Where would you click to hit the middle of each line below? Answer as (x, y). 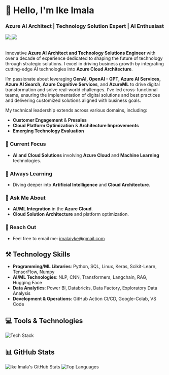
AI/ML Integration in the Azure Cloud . (53, 209)
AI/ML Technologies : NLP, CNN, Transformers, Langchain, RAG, (80, 277)
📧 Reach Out (21, 228)
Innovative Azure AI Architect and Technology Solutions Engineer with (80, 53)
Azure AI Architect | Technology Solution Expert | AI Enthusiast (84, 26)
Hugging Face (27, 283)
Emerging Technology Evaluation (48, 131)
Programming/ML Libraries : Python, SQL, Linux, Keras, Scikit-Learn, (84, 267)
